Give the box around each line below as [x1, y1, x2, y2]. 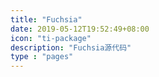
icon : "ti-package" [10, 33, 92, 43]
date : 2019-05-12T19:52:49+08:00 [10, 24, 150, 34]
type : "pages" [10, 52, 74, 62]
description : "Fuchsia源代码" [10, 42, 132, 53]
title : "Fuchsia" [10, 14, 83, 25]
